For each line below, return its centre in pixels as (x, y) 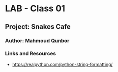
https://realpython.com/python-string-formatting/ (62, 64)
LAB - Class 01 (35, 9)
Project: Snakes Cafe (38, 27)
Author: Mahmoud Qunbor (37, 41)
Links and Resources (30, 53)
